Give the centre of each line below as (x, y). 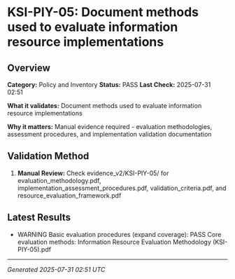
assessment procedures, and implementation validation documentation (109, 134)
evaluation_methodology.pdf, (59, 180)
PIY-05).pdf (34, 249)
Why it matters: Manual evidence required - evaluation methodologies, (110, 127)
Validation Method (48, 156)
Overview (29, 68)
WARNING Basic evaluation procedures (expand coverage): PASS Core (119, 234)
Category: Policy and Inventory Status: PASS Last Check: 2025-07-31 (109, 84)
